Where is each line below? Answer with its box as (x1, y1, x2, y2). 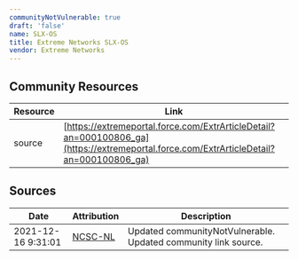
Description (180, 209, 232, 222)
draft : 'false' (9, 21, 66, 30)
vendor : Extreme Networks (9, 46, 105, 55)
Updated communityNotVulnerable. (127, 225, 276, 237)
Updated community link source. (127, 236, 263, 248)
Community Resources (9, 79, 139, 94)
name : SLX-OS (9, 29, 58, 38)
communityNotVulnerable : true (9, 12, 122, 22)
